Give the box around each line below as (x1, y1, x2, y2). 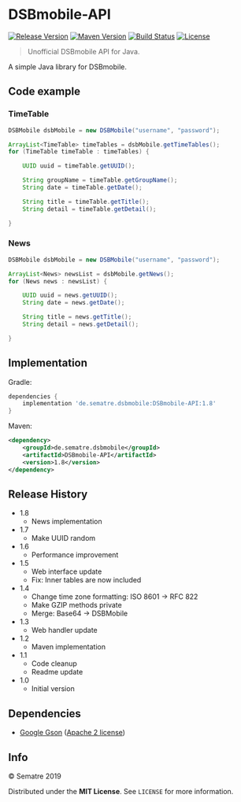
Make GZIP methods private (31, 601, 122, 610)
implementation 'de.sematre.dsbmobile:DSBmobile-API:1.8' (22, 400, 217, 408)
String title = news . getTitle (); (22, 313, 132, 321)
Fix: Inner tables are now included (31, 575, 142, 585)
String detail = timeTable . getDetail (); (22, 205, 157, 213)
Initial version (31, 684, 75, 693)
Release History (8, 488, 88, 501)
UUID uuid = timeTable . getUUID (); (22, 162, 135, 170)
